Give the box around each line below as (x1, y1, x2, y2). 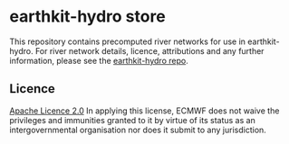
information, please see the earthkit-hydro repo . (9, 55, 188, 66)
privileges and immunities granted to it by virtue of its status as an (9, 114, 255, 125)
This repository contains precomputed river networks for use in (9, 36, 246, 47)
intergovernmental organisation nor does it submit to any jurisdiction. (9, 124, 267, 135)
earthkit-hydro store (9, 6, 166, 27)
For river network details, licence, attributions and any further (34, 45, 265, 56)
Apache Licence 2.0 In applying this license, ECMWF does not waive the (9, 105, 280, 116)
